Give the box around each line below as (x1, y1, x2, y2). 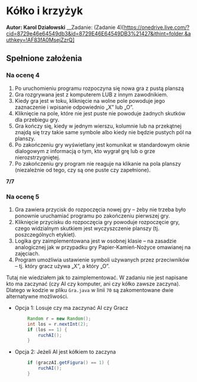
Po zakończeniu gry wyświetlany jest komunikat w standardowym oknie (14, 141, 190, 148)
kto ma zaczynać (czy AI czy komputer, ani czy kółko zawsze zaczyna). (6, 280, 180, 287)
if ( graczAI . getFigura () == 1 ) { (27, 360, 110, 366)
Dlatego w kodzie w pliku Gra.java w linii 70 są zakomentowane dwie (6, 286, 174, 293)
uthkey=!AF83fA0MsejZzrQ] (6, 36, 75, 43)
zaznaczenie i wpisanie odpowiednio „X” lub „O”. (14, 103, 134, 111)
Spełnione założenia (6, 53, 82, 63)
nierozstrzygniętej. (14, 154, 60, 161)
